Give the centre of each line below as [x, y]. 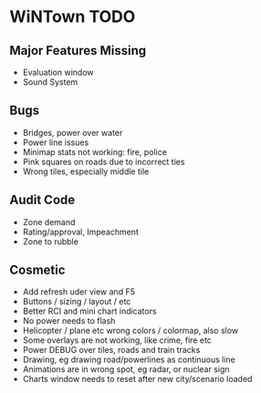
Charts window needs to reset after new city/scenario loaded [137, 379]
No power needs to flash [69, 321]
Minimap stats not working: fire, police [94, 151]
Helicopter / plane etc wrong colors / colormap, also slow [130, 331]
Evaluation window [58, 72]
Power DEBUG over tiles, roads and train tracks [111, 350]
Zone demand [49, 222]
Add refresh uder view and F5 [78, 292]
